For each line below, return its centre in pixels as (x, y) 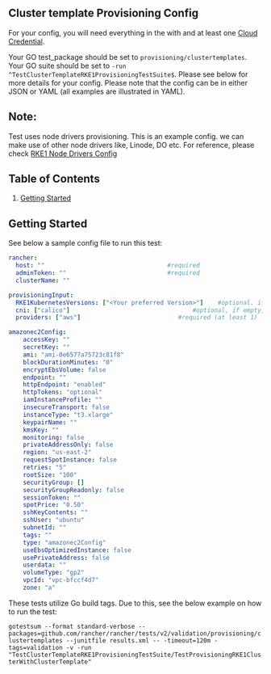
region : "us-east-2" (57, 453)
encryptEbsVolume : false (65, 370)
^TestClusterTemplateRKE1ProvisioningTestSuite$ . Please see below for (128, 74)
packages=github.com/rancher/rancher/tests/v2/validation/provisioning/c (135, 634)
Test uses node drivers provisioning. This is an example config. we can (126, 136)
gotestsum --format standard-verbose (72, 626)
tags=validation (35, 647)
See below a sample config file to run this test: (85, 243)
